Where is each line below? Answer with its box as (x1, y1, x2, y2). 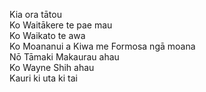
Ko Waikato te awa (9, 30, 86, 41)
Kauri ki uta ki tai (9, 72, 78, 84)
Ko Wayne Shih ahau (9, 62, 95, 73)
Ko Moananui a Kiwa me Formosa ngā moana (9, 40, 196, 52)
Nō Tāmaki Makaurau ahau (9, 51, 120, 63)
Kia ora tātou (9, 9, 62, 20)
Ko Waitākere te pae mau (9, 19, 113, 31)
